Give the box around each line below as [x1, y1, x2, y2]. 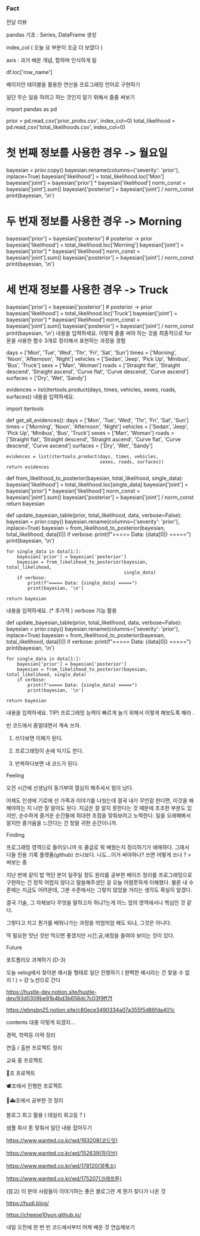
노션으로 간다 [29, 976, 61, 984]
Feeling [6, 772, 24, 779]
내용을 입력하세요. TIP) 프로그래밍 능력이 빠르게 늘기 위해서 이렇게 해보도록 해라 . [6, 709, 195, 716]
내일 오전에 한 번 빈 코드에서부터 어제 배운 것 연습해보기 [6, 1223, 136, 1231]
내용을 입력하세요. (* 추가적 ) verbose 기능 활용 [6, 607, 117, 614]
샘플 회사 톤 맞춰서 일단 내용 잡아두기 [6, 1124, 93, 1131]
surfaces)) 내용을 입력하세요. [6, 393, 75, 400]
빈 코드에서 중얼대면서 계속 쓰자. [6, 722, 82, 729]
